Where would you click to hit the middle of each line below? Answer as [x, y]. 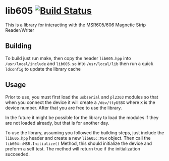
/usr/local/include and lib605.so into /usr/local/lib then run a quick [79, 64]
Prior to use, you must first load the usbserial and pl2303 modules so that [82, 97]
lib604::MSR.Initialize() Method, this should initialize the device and [79, 143]
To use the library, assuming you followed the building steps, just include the [85, 132]
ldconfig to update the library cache [43, 69]
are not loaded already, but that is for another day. [57, 123]
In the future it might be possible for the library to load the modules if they [82, 117]
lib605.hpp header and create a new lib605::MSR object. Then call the [78, 138]
